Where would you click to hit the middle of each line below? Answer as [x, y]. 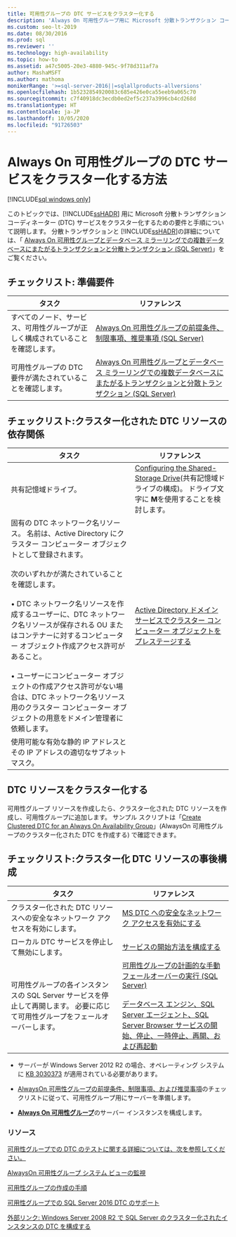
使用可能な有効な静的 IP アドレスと [69, 742]
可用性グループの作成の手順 [47, 1187]
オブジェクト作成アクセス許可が [72, 646]
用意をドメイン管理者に [85, 718]
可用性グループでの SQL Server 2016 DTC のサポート [84, 1203]
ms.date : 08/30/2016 [38, 33]
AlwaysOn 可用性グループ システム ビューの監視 [77, 1172]
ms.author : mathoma [36, 79]
